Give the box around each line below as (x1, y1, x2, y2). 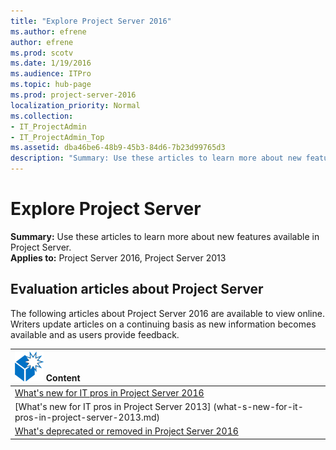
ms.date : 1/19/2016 (10, 58, 92, 69)
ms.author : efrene (10, 26, 87, 37)
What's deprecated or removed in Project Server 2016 (14, 425, 239, 437)
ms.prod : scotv (10, 48, 74, 58)
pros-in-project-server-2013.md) (14, 411, 160, 423)
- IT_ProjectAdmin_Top (10, 132, 105, 142)
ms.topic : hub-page (10, 80, 92, 90)
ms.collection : (10, 111, 74, 121)
